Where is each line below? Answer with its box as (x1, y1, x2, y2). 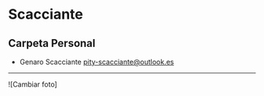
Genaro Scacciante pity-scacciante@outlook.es (19, 57, 174, 66)
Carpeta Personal (8, 37, 96, 50)
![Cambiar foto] (8, 80, 57, 89)
